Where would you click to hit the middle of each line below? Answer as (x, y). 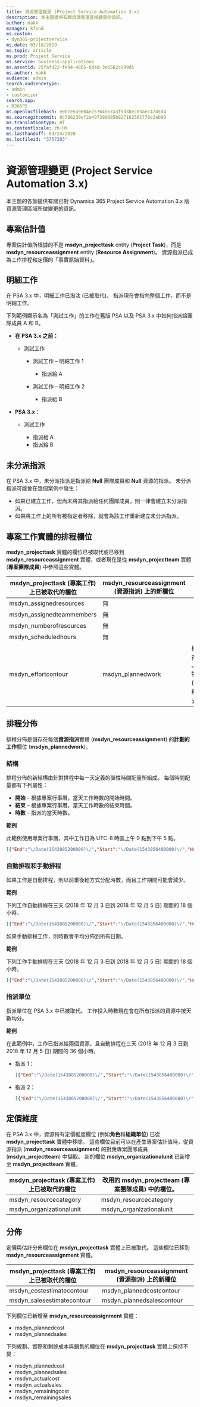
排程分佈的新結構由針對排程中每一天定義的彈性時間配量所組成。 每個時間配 (98, 778)
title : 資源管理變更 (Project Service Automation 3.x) (73, 12)
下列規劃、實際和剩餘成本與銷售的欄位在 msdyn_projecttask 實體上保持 (95, 1346)
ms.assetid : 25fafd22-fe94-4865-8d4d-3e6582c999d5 (70, 67)
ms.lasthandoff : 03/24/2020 (41, 134)
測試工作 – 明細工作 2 (59, 387)
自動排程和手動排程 (34, 866)
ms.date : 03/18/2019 (32, 45)
